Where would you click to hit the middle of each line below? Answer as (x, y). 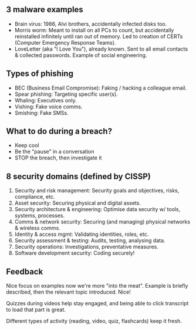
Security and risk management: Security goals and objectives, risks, (97, 191)
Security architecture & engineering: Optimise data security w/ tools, (97, 209)
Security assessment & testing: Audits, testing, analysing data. (90, 241)
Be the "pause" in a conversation (54, 152)
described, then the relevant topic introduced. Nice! (68, 292)
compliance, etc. (35, 197)
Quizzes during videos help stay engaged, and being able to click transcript (97, 304)
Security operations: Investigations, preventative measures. (86, 247)
